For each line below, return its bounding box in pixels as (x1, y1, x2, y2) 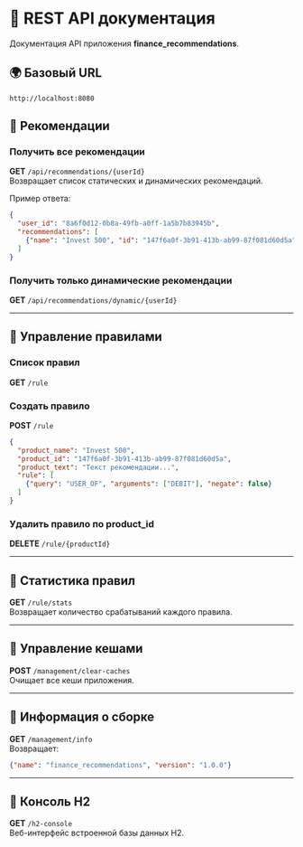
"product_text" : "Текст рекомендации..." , (17, 463, 179, 472)
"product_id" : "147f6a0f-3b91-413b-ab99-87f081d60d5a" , (17, 454, 232, 464)
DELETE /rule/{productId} (9, 538, 111, 550)
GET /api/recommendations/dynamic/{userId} (9, 294, 178, 306)
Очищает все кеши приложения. (9, 674, 135, 685)
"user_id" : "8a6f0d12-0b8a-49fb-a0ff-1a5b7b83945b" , (17, 219, 220, 229)
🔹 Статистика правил (9, 573, 135, 588)
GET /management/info (9, 733, 93, 744)
